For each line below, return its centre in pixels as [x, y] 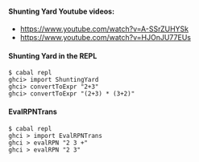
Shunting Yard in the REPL [53, 55]
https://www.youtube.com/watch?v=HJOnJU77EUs [106, 38]
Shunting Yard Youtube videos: [62, 11]
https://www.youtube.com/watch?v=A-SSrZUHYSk [104, 29]
